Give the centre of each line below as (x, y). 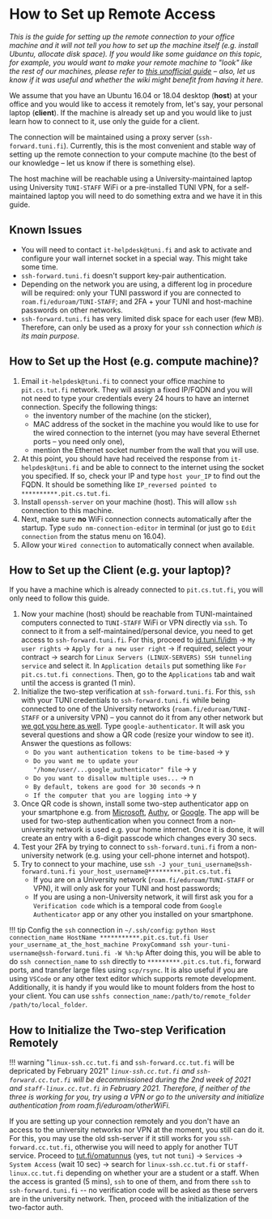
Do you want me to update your (86, 761)
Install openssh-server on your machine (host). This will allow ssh (129, 502)
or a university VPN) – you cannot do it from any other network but (152, 717)
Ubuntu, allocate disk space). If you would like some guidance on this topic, (136, 54)
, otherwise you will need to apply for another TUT (155, 1147)
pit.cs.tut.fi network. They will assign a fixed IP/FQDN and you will (137, 390)
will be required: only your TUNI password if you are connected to (131, 292)
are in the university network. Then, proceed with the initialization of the (129, 1199)
